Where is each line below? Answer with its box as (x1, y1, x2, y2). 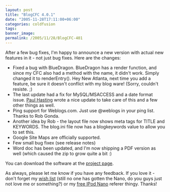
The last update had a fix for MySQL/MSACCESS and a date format (12, 91, 153, 98)
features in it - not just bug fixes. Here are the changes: (5, 55, 121, 61)
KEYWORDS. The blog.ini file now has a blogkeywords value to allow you (12, 123, 165, 129)
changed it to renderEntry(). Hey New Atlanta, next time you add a (12, 75, 151, 81)
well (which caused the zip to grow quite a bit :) (12, 150, 112, 157)
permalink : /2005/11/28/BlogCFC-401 (5, 36, 83, 41)
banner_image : (5, 31, 36, 36)
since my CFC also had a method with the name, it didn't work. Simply (12, 70, 159, 76)
